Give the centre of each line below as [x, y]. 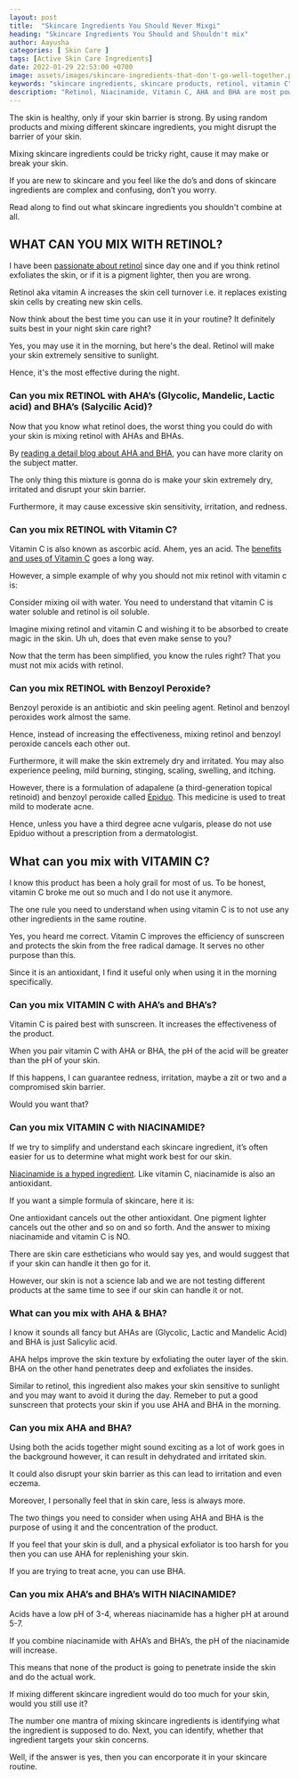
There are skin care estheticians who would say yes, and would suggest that [149, 1254]
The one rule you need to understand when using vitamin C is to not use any [149, 910]
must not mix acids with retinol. [66, 665]
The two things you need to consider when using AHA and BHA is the [137, 1518]
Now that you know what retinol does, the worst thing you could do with [141, 426]
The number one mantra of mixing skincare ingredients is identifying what [145, 1720]
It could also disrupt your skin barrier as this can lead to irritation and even [145, 1474]
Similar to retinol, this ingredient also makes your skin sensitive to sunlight [145, 1385]
